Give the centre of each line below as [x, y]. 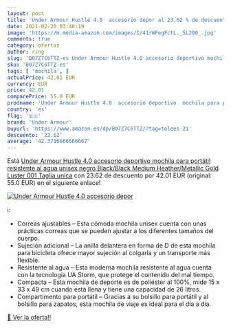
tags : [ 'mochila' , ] [38, 71]
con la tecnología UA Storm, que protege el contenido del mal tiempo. [116, 275]
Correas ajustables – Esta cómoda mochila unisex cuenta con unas [112, 223]
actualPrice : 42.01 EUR [41, 77]
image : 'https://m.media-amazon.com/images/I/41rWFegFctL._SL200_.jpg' [112, 33]
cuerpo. [28, 239]
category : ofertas [33, 45]
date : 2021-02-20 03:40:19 [46, 26]
